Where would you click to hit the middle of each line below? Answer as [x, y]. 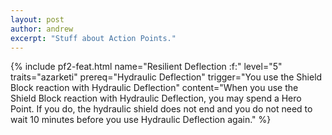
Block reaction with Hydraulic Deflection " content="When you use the [154, 88]
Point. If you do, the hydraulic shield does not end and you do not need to [161, 109]
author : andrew [42, 29]
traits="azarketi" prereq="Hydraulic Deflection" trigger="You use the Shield [166, 77]
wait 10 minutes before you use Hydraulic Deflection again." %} [141, 120]
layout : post [37, 19]
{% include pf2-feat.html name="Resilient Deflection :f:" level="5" [146, 67]
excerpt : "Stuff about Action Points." [93, 38]
